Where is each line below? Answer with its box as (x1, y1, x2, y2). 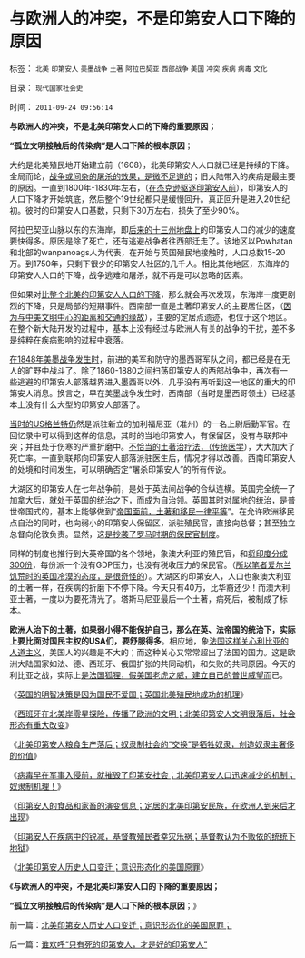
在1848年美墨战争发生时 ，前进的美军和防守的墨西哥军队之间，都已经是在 (9, 354, 283, 364)
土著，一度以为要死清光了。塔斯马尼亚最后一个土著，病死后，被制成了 (16, 593, 280, 604)
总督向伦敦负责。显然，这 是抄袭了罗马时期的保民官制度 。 (9, 528, 224, 539)
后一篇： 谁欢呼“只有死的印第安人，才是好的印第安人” (9, 938, 208, 950)
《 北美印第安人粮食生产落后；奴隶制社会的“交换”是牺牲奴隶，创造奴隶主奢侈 (9, 738, 295, 750)
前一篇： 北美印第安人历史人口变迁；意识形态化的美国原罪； (9, 919, 232, 930)
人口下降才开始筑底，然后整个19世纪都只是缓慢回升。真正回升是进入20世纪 (9, 193, 290, 205)
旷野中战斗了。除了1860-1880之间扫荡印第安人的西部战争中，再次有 (25, 364, 280, 375)
